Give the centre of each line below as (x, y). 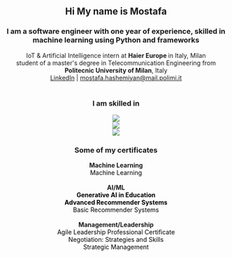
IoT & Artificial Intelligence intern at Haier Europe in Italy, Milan (116, 55)
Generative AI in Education (116, 195)
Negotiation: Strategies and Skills (116, 240)
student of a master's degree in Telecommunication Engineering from (116, 63)
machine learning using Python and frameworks (116, 40)
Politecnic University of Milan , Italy (116, 70)
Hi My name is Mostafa (116, 12)
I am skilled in (116, 103)
